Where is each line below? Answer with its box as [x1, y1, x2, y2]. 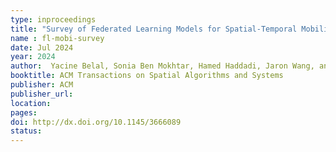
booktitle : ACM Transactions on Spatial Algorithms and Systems [10, 71, 284, 81]
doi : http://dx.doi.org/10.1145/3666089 [10, 117, 182, 127]
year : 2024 [10, 52, 56, 62]
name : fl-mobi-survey [10, 33, 105, 43]
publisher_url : [10, 89, 74, 99]
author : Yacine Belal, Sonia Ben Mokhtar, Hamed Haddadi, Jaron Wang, [10, 61, 315, 71]
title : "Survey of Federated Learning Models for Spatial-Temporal [10, 24, 298, 34]
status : [10, 126, 43, 136]
